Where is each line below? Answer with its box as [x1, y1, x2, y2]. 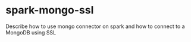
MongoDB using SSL [5, 29, 57, 36]
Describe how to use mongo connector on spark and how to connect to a [5, 23, 185, 30]
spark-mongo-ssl [5, 3, 94, 17]
